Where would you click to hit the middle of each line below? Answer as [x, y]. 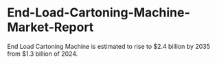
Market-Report [50, 27]
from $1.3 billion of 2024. [43, 54]
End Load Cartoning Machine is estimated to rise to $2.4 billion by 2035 [109, 46]
